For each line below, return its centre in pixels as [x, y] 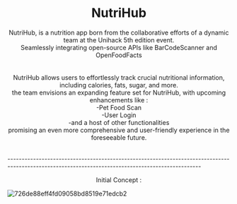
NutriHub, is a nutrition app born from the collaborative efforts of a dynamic [119, 32]
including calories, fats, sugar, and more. [119, 85]
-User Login [119, 115]
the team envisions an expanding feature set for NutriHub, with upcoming [119, 92]
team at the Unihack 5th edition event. [119, 40]
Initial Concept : [119, 180]
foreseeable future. [119, 137]
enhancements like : [119, 100]
